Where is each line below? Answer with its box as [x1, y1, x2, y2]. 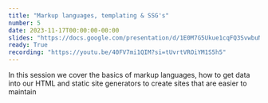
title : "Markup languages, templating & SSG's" [8, 11, 170, 20]
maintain [8, 87, 37, 96]
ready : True [8, 41, 48, 49]
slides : [8, 33, 34, 42]
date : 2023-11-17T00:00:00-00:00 [8, 26, 120, 34]
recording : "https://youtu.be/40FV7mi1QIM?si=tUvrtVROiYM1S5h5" [8, 48, 227, 56]
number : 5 [8, 19, 41, 27]
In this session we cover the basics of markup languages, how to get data [8, 71, 250, 79]
